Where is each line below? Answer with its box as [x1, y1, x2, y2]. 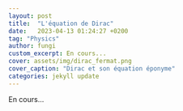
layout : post [8, 11, 53, 20]
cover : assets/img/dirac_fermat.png [8, 58, 132, 66]
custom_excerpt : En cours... [8, 49, 107, 58]
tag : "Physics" [8, 34, 60, 43]
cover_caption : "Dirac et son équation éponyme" [8, 65, 176, 73]
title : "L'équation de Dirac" [8, 19, 114, 28]
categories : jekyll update [8, 72, 100, 80]
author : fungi [8, 42, 57, 50]
